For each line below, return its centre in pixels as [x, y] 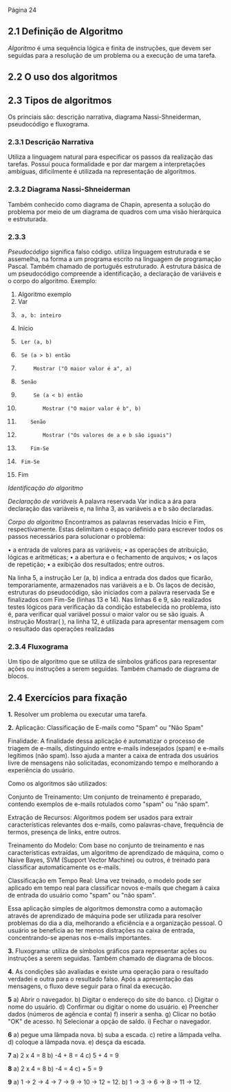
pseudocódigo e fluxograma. [49, 124]
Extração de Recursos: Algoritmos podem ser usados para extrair [100, 818]
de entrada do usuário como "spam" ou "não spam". [82, 895]
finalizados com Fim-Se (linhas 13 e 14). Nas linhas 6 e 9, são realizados [110, 599]
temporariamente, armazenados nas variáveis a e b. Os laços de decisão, [112, 585]
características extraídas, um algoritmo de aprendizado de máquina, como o [116, 853]
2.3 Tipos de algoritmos [60, 100]
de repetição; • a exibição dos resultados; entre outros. [86, 564]
